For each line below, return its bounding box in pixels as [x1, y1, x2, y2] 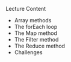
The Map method [14, 29, 58, 37]
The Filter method [14, 36, 59, 43]
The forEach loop [14, 23, 58, 30]
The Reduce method [14, 42, 66, 49]
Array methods [14, 17, 52, 23]
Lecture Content [5, 5, 46, 12]
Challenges [14, 49, 43, 56]
